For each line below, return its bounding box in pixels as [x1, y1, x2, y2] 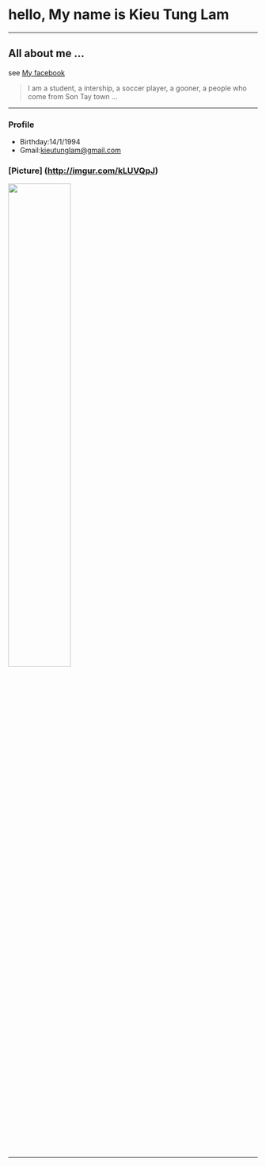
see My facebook [8, 67, 66, 77]
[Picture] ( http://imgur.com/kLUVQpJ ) [8, 165, 158, 176]
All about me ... [8, 47, 85, 60]
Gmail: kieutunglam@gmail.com [19, 145, 121, 155]
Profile [8, 119, 35, 130]
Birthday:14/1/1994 [19, 137, 81, 147]
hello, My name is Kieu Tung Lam [8, 6, 230, 24]
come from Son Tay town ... [27, 91, 118, 101]
